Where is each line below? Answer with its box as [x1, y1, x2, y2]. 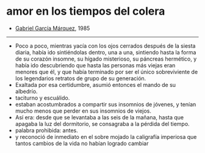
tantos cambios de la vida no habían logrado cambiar [15, 140, 149, 147]
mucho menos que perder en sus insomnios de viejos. [15, 107, 151, 114]
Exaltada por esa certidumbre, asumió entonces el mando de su [15, 81, 176, 88]
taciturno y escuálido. [15, 94, 70, 102]
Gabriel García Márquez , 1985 [15, 24, 90, 32]
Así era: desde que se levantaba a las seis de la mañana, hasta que [15, 113, 184, 121]
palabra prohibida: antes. [15, 127, 78, 134]
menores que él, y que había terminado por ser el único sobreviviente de [15, 68, 198, 75]
